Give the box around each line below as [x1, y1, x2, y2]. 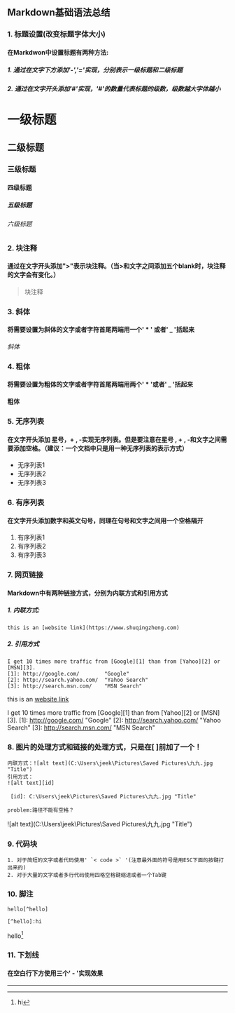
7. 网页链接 [7, 570, 43, 580]
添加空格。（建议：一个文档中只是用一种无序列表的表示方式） [13, 444, 188, 452]
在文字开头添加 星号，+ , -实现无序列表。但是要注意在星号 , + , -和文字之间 [7, 435, 222, 443]
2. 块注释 [7, 243, 38, 253]
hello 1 [7, 930, 24, 940]
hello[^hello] [7, 906, 49, 913]
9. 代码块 [7, 839, 38, 849]
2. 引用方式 [7, 640, 40, 648]
